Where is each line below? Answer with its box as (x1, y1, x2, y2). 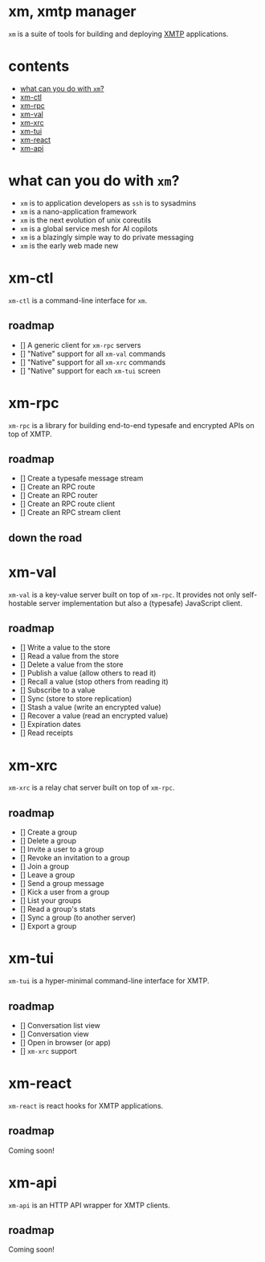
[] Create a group (19, 827, 78, 837)
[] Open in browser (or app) (19, 1037, 111, 1047)
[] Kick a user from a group (19, 887, 110, 897)
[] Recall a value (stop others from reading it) (19, 677, 169, 687)
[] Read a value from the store (19, 651, 119, 661)
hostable (8, 598, 38, 608)
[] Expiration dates (19, 720, 82, 729)
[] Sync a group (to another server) (19, 913, 137, 922)
